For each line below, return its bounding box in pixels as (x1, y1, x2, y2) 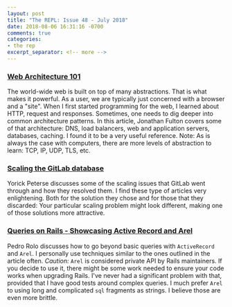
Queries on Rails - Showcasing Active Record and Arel (7, 226, 193, 236)
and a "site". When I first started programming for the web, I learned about (7, 102, 220, 111)
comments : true (7, 29, 51, 37)
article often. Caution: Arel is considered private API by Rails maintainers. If (7, 256, 223, 265)
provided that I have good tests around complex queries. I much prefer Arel (7, 279, 223, 287)
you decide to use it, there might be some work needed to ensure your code (7, 264, 224, 272)
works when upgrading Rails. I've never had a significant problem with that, (7, 271, 222, 279)
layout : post (7, 10, 45, 17)
